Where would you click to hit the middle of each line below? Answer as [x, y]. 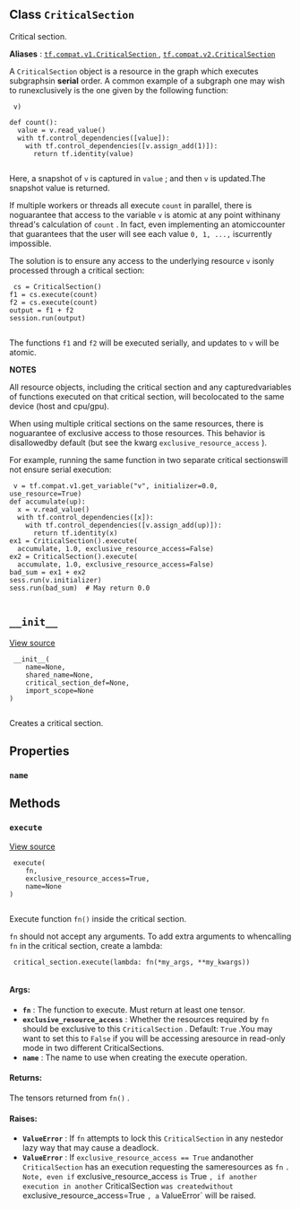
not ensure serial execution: [60, 469]
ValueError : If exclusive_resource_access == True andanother [137, 1158]
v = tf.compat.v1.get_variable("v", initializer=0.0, [116, 486]
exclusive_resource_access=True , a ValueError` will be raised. [139, 1196]
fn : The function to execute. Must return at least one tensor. [133, 1010]
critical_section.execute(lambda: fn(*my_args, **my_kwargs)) [132, 962]
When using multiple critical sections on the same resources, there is [137, 423]
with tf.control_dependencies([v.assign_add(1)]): [122, 146]
